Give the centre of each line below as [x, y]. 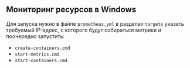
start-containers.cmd [41, 60]
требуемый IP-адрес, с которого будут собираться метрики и [84, 30]
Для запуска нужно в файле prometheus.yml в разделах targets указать [95, 23]
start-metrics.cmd [37, 54]
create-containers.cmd [42, 48]
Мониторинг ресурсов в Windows [71, 10]
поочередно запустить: [35, 36]
